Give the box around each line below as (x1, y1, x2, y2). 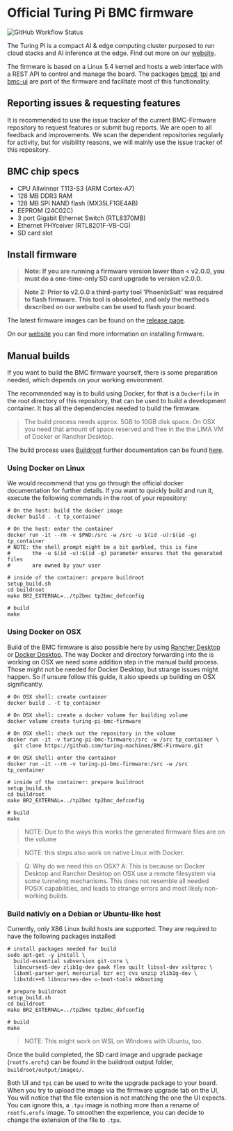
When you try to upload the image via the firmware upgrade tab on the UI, (7, 1086, 219, 1095)
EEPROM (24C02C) (17, 206, 74, 214)
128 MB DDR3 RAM (17, 192, 73, 200)
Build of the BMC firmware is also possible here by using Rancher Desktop (7, 643, 220, 651)
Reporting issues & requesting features (7, 97, 181, 109)
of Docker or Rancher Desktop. (24, 432, 113, 441)
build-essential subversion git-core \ (13, 958, 129, 965)
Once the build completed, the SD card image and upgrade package (7, 1050, 203, 1059)
